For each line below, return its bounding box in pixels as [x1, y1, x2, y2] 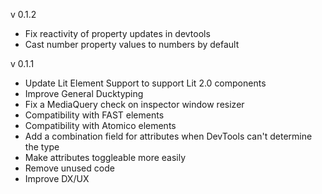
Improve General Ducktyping [24, 88, 144, 99]
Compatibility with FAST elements [24, 109, 165, 121]
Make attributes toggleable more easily [24, 152, 187, 163]
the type [24, 141, 60, 153]
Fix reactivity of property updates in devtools [24, 28, 211, 39]
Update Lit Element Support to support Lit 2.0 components [24, 77, 267, 89]
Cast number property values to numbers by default [24, 39, 240, 50]
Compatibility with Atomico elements [24, 120, 177, 131]
